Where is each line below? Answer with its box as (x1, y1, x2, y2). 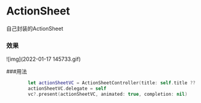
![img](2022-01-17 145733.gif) (6, 55, 81, 63)
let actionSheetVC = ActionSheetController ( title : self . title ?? (28, 80, 196, 86)
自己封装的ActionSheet (6, 25, 63, 32)
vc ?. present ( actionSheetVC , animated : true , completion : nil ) (28, 91, 188, 97)
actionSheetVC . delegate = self (28, 86, 107, 92)
